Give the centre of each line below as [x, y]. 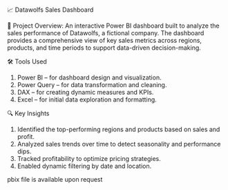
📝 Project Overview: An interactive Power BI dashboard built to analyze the [113, 26]
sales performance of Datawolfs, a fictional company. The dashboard [106, 33]
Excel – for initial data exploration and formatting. [87, 99]
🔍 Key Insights [28, 113]
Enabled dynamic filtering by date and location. [84, 166]
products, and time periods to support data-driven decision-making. [104, 48]
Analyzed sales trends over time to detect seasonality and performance [119, 144]
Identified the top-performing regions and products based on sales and [118, 129]
